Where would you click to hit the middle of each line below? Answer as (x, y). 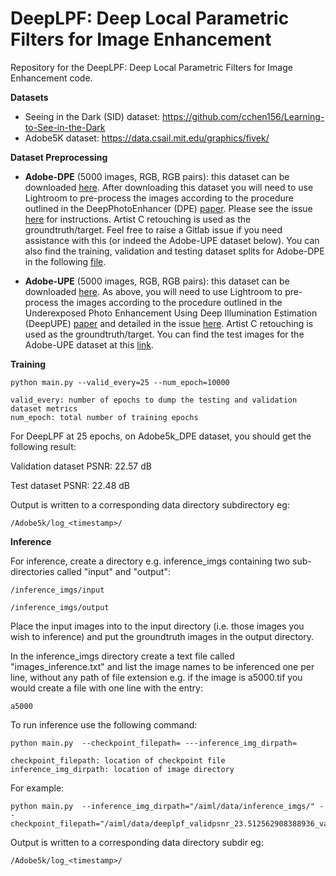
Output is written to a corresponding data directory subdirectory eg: (150, 504)
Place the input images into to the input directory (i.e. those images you (157, 626)
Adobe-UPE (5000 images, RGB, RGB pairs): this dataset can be (157, 281)
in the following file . (65, 261)
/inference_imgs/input (57, 590)
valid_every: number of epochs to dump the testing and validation (154, 400)
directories (32, 571)
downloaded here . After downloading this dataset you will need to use (169, 187)
